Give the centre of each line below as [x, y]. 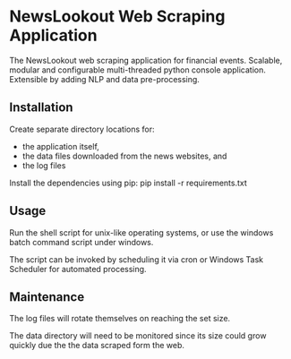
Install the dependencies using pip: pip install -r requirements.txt [128, 183]
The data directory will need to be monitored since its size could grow [138, 336]
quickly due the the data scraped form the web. [97, 346]
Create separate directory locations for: [82, 129]
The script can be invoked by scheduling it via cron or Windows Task [137, 259]
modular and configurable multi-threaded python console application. [137, 70]
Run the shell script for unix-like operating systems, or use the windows [141, 232]
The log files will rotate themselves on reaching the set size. [120, 319]
